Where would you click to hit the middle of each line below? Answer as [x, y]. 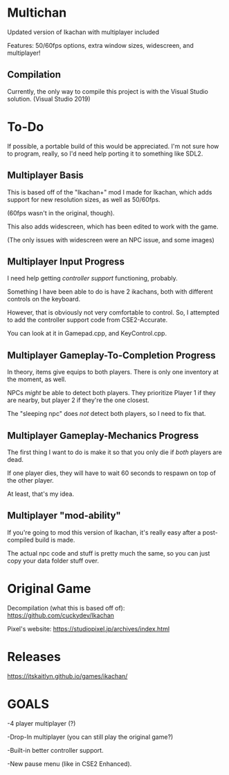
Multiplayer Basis [46, 175]
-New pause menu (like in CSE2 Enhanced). [70, 764]
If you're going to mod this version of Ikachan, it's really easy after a [104, 532]
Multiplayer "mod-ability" [64, 516]
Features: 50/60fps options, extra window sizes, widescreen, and [100, 45]
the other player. [30, 480]
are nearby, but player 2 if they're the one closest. [79, 400]
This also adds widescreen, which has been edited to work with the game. [113, 226]
